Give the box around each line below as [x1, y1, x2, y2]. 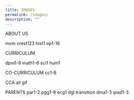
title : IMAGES [5, 7, 35, 13]
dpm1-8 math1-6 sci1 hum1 [5, 60, 61, 66]
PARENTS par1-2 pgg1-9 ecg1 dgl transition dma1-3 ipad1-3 [5, 89, 129, 95]
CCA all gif [5, 79, 28, 86]
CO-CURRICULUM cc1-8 [5, 70, 57, 76]
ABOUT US [5, 31, 29, 37]
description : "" [5, 17, 39, 22]
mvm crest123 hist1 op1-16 [5, 40, 60, 46]
